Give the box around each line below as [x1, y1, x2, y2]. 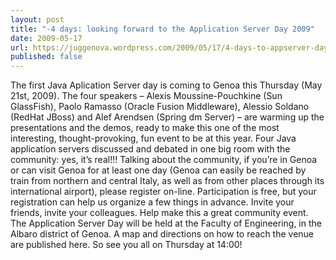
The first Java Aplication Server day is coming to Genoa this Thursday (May [10, 79, 323, 91]
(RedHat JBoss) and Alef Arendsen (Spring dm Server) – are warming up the [10, 111, 325, 123]
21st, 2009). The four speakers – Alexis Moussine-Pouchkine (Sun [10, 90, 283, 102]
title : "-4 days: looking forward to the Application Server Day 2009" [10, 24, 315, 34]
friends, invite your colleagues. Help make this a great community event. [10, 207, 309, 219]
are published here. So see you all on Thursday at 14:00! [10, 239, 243, 251]
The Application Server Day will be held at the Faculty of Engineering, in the [10, 217, 322, 230]
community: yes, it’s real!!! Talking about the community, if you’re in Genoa [10, 154, 318, 166]
